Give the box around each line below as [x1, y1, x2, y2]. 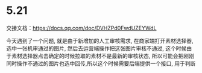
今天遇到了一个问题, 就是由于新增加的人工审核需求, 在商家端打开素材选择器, [6, 37, 194, 44]
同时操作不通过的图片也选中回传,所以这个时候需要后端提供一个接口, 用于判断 [6, 60, 196, 67]
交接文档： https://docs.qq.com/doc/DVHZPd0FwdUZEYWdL [6, 24, 157, 31]
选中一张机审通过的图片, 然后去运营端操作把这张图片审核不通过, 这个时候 [6, 45, 187, 52]
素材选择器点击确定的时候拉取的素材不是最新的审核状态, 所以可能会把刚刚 [11, 52, 194, 59]
